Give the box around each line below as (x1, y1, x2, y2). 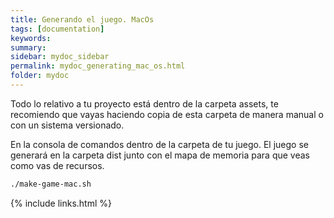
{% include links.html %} (10, 197, 112, 209)
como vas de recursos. (10, 159, 105, 171)
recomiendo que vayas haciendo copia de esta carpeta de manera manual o (10, 108, 324, 120)
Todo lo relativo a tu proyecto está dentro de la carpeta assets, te (10, 97, 279, 110)
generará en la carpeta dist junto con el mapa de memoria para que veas (10, 149, 311, 161)
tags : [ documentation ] (10, 24, 105, 34)
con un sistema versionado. (10, 119, 125, 131)
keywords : (10, 33, 52, 43)
